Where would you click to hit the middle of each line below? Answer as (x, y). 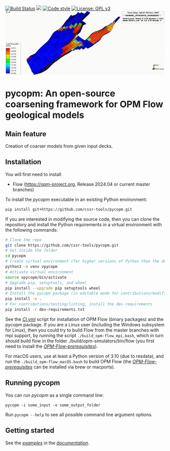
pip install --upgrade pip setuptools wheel (53, 288)
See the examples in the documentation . (47, 443)
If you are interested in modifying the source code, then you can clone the (82, 219)
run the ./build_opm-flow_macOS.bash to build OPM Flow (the (68, 362)
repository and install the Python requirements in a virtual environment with (83, 224)
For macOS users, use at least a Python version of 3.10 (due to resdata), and (84, 356)
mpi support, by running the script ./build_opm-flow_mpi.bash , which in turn (84, 335)
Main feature (26, 134)
